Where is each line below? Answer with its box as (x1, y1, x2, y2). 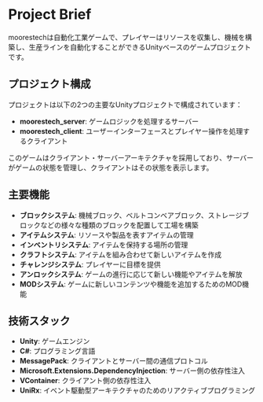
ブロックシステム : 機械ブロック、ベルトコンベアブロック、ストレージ (19, 210, 243, 219)
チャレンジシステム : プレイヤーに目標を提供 (19, 260, 161, 269)
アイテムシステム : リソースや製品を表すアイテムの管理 (19, 230, 194, 239)
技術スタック (8, 314, 71, 327)
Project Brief (8, 6, 92, 24)
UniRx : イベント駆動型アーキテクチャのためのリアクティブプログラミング (19, 385, 256, 395)
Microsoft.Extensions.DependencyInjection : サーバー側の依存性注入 (19, 366, 246, 375)
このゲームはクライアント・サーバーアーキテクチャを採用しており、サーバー (8, 153, 254, 162)
